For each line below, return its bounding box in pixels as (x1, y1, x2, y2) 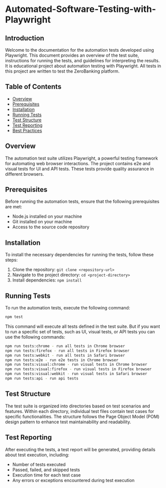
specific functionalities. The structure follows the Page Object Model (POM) (5, 413, 160, 419)
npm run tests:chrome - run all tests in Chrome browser (5, 343, 125, 349)
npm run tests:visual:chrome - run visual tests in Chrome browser (5, 362, 148, 367)
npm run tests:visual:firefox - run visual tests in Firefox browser (5, 367, 152, 372)
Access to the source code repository (12, 224, 90, 230)
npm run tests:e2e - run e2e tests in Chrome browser (5, 357, 119, 363)
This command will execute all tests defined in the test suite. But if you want (5, 323, 160, 329)
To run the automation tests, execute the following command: (5, 305, 130, 311)
